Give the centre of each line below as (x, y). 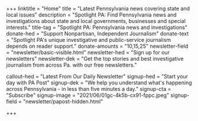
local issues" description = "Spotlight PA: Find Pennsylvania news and (92, 15)
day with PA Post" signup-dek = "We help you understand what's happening (99, 83)
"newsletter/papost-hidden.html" (63, 102)
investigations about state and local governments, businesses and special (96, 21)
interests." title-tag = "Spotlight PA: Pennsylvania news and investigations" (97, 27)
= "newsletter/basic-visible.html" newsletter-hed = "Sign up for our (88, 52)
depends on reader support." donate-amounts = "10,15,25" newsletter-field (97, 46)
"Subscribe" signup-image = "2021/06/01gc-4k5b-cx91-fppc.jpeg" (88, 95)
